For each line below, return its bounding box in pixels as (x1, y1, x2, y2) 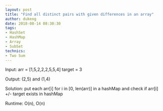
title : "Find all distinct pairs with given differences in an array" (5, 12, 154, 17)
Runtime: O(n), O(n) (5, 101, 46, 107)
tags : (5, 26, 16, 31)
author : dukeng (5, 16, 37, 21)
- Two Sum (5, 53, 26, 58)
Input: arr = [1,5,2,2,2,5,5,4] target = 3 (5, 67, 82, 73)
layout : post (5, 7, 32, 12)
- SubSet (5, 44, 23, 49)
